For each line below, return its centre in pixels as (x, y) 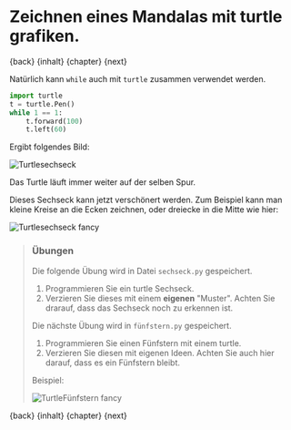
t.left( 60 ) (46, 129)
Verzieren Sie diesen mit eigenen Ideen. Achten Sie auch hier (160, 353)
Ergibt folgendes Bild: (50, 147)
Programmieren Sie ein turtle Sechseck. (120, 288)
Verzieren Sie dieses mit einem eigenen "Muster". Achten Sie (160, 298)
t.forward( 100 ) (55, 121)
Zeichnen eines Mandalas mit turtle (146, 17)
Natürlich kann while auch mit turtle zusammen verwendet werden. (138, 78)
